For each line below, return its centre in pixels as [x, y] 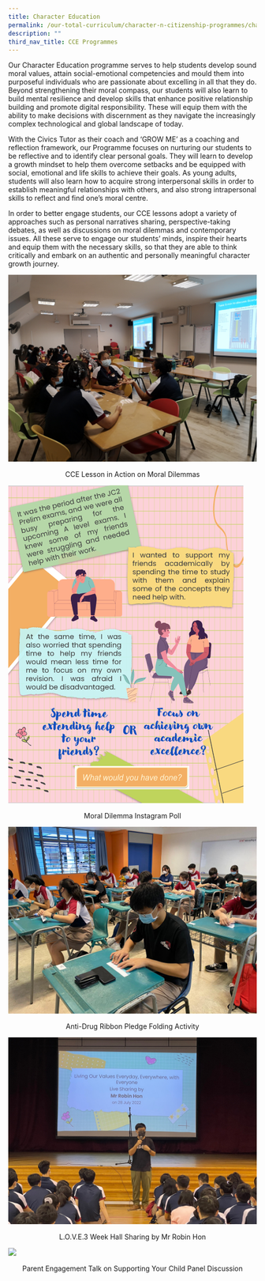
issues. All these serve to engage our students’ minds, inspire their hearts [127, 239]
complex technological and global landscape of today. [96, 124]
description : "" [35, 33]
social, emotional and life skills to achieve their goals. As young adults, [123, 173]
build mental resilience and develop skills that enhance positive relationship [131, 99]
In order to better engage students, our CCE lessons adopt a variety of [123, 213]
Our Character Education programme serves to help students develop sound [132, 65]
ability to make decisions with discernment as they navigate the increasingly [132, 115]
